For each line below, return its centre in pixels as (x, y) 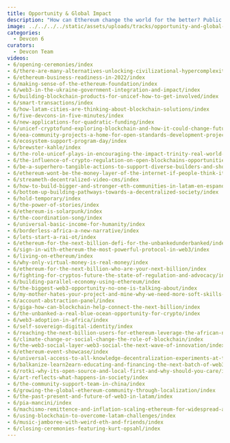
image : (16, 26)
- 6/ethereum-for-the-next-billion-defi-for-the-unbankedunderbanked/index (117, 243)
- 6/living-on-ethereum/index (50, 256)
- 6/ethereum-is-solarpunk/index (55, 212)
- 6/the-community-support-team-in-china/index (76, 384)
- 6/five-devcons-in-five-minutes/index (66, 115)
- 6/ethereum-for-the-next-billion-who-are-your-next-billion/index (107, 269)
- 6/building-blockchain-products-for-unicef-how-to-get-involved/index (113, 97)
